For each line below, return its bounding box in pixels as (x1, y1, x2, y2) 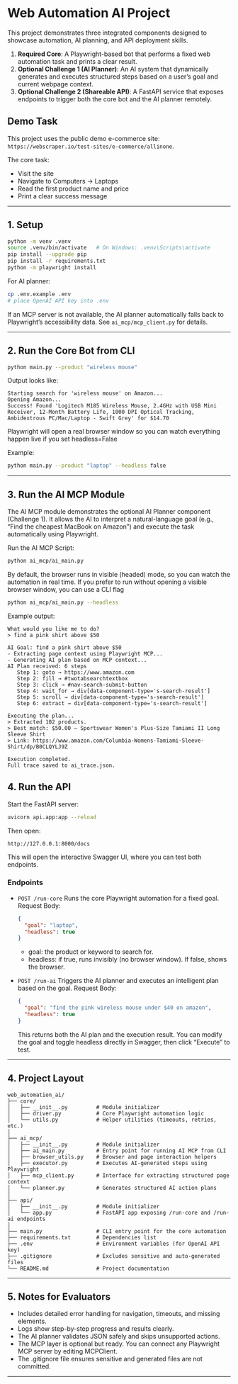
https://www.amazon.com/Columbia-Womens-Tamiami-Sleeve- (33, 737, 204, 744)
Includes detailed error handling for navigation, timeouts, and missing (17, 1310, 220, 1318)
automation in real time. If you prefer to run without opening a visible (7, 578, 208, 586)
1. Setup (7, 219, 44, 231)
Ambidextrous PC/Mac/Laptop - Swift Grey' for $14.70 (7, 415, 170, 422)
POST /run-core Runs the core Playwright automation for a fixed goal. (17, 894, 220, 902)
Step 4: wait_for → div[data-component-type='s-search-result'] (16, 687, 211, 694)
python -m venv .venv (7, 237, 72, 245)
